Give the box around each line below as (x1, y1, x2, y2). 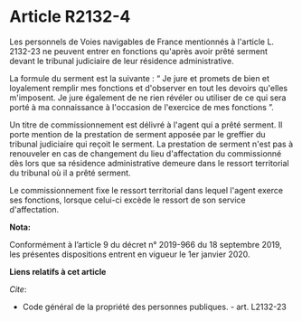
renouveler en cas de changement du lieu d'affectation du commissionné (9, 147, 282, 159)
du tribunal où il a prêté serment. (9, 167, 131, 178)
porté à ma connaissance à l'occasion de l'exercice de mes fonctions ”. (9, 101, 274, 112)
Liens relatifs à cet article (9, 266, 107, 277)
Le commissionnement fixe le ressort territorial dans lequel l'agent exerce (9, 184, 283, 195)
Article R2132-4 (9, 6, 131, 27)
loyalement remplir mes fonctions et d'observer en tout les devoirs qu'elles (9, 82, 288, 93)
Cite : (9, 283, 27, 295)
